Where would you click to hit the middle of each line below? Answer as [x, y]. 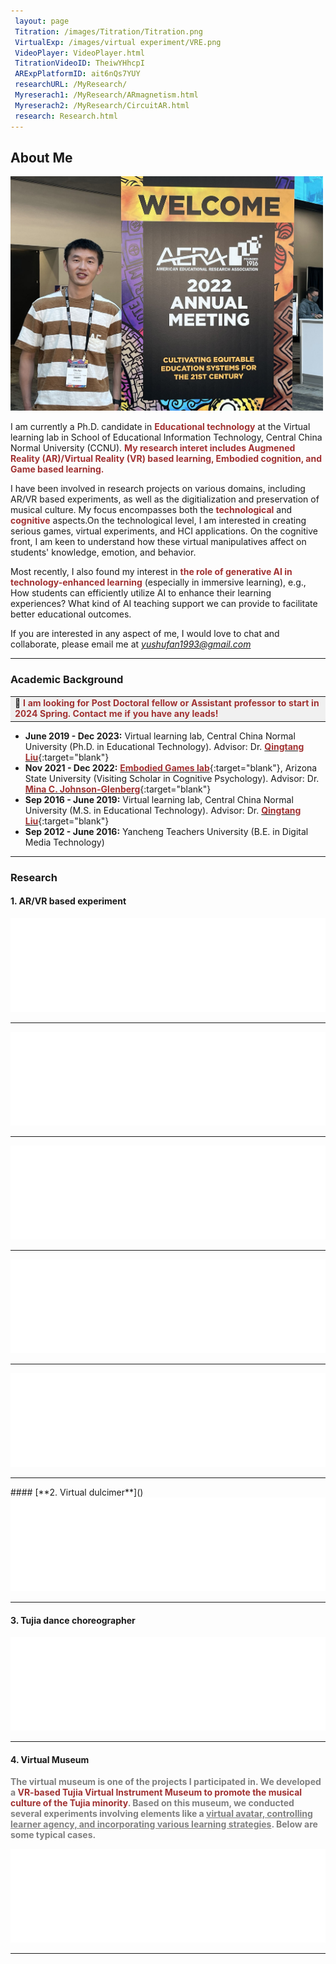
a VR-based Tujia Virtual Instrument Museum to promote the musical [156, 1792]
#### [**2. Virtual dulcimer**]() [77, 1492]
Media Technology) [64, 842]
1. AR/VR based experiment [68, 901]
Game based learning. [57, 469]
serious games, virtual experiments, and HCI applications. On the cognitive [164, 531]
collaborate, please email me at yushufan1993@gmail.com [131, 644]
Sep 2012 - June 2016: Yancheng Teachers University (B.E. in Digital [166, 831]
